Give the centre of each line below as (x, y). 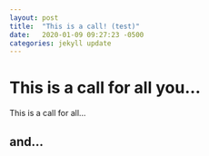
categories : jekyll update (60, 43)
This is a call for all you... (105, 88)
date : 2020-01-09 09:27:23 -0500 (77, 34)
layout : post (34, 18)
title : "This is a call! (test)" (75, 26)
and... (26, 141)
